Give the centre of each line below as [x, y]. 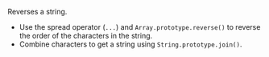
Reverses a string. [37, 12]
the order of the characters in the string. [86, 36]
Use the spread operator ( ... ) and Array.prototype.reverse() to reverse [140, 27]
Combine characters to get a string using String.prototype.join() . [130, 44]
